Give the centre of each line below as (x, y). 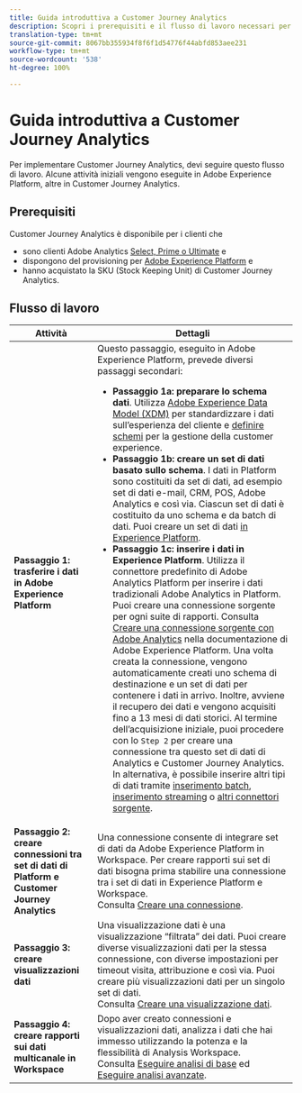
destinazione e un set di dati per (180, 684)
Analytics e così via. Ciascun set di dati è (198, 504)
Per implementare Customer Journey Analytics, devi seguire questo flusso (147, 164)
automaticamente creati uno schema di (194, 673)
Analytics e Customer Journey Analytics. (198, 763)
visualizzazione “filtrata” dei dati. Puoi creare (192, 936)
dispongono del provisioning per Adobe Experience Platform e (138, 260)
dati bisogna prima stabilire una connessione (191, 871)
